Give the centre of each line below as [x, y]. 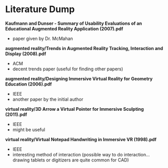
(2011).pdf [16, 114]
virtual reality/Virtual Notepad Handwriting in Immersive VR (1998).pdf [81, 139]
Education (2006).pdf [29, 84]
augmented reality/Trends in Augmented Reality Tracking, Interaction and [84, 48]
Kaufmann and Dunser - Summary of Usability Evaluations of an [74, 23]
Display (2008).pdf [26, 54]
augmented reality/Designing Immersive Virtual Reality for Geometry [79, 78]
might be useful [29, 130]
